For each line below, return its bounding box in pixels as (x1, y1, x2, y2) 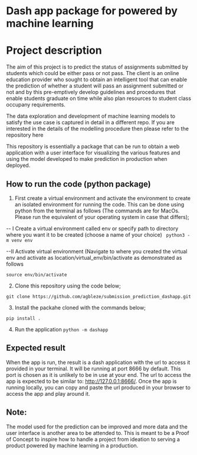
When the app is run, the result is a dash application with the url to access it (6, 359, 191, 366)
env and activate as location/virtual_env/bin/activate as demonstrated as (6, 254, 182, 261)
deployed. (6, 162, 31, 169)
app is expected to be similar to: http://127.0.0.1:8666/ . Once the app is (6, 377, 177, 385)
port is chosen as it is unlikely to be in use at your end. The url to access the (6, 371, 191, 378)
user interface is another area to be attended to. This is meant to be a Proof (6, 429, 190, 436)
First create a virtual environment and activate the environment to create (14, 194, 191, 202)
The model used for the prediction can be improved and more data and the (6, 423, 188, 430)
